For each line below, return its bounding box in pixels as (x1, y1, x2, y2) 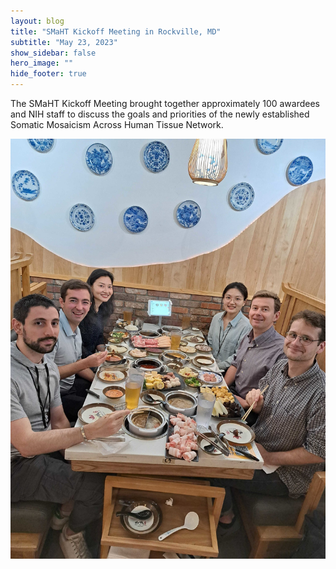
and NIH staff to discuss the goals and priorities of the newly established (10, 108, 310, 120)
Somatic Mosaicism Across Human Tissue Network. (10, 119, 224, 130)
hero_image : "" (10, 58, 74, 69)
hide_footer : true (10, 69, 87, 79)
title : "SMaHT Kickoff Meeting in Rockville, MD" (10, 26, 222, 37)
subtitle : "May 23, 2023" (10, 37, 118, 47)
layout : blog (10, 16, 65, 26)
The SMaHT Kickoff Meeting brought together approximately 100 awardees (10, 98, 320, 109)
